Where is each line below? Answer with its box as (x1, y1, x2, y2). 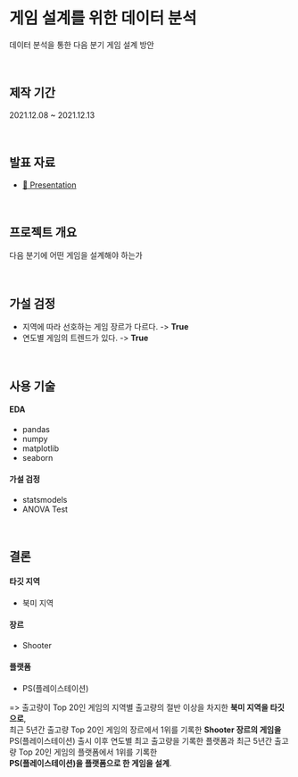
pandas (21, 423, 51, 434)
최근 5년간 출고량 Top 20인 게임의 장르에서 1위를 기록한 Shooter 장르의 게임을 (9, 724, 282, 735)
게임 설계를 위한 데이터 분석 (9, 8, 197, 29)
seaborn (21, 452, 54, 463)
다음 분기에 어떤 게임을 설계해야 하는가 (9, 250, 143, 261)
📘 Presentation (21, 180, 78, 190)
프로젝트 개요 (9, 224, 78, 239)
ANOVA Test (21, 504, 69, 514)
